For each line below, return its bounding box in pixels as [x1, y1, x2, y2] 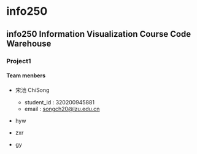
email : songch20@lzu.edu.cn [24, 105, 100, 112]
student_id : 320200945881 [24, 98, 95, 106]
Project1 [6, 56, 31, 65]
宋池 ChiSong [15, 86, 50, 93]
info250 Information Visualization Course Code [6, 29, 191, 39]
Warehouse [6, 38, 52, 48]
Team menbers [6, 72, 46, 79]
